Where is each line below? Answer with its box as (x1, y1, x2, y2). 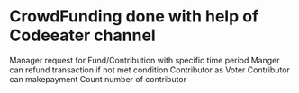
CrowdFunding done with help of (9, 6, 259, 27)
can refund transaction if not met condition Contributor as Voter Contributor (9, 64, 291, 75)
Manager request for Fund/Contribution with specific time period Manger (9, 55, 280, 65)
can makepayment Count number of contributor (9, 73, 187, 84)
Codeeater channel (9, 25, 156, 46)
